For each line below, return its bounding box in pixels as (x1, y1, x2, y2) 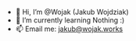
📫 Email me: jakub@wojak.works (15, 24, 123, 33)
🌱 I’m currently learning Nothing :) (15, 15, 125, 25)
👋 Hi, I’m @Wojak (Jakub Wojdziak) (15, 8, 129, 16)
